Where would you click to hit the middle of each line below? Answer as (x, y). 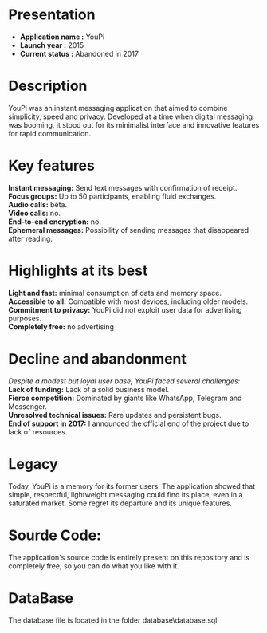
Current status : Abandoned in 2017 (79, 53)
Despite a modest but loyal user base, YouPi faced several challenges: (124, 381)
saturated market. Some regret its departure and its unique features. (120, 503)
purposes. (25, 318)
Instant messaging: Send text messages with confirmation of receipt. (123, 187)
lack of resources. (38, 431)
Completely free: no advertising (61, 326)
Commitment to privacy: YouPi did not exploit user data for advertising (125, 309)
